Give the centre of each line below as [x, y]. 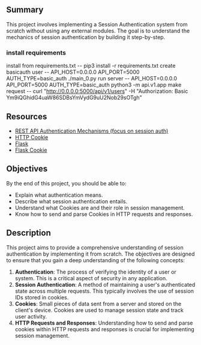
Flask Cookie [31, 150]
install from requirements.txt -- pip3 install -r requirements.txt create [91, 66]
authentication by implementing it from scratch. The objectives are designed [100, 254]
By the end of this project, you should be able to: [66, 183]
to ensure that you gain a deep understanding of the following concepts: [95, 260]
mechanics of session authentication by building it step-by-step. [86, 37]
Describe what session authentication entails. [71, 201]
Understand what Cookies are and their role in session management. [100, 208]
